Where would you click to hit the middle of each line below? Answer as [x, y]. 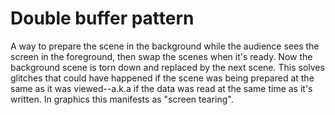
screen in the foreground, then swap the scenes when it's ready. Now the [161, 56]
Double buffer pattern [102, 18]
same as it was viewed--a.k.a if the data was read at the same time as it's [161, 88]
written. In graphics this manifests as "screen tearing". [122, 99]
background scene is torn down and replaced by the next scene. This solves [167, 67]
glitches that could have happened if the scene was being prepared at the [162, 78]
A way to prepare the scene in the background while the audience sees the [165, 46]
